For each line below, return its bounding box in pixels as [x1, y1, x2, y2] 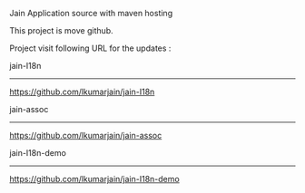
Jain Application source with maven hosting [9, 8, 173, 18]
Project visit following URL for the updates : [9, 43, 172, 53]
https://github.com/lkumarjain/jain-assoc [9, 130, 162, 140]
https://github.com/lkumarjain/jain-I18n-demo [9, 174, 180, 184]
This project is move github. [9, 25, 113, 35]
